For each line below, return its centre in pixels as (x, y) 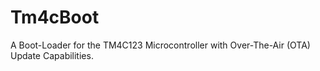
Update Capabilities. (52, 55)
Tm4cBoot (55, 17)
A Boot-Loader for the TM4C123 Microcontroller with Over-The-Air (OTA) (160, 45)
